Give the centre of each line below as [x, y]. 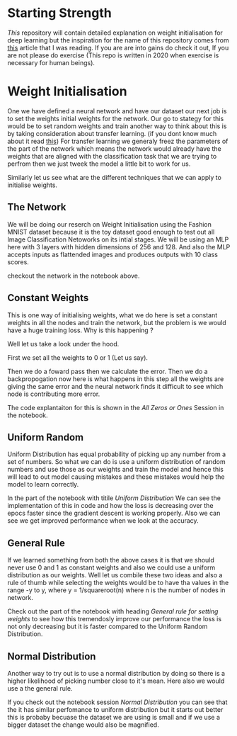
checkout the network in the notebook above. [74, 276]
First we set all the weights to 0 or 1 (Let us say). [78, 357]
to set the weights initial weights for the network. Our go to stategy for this [116, 118]
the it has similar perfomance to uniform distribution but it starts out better [115, 709]
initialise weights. [33, 185]
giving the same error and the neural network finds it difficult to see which [115, 386]
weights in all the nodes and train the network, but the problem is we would [117, 322]
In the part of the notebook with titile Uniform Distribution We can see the [114, 498]
